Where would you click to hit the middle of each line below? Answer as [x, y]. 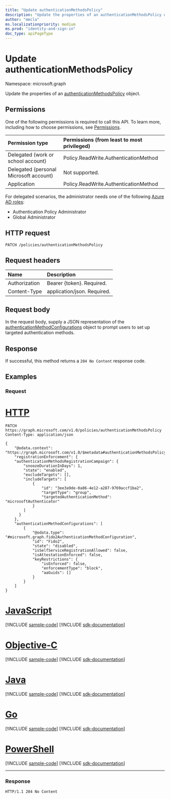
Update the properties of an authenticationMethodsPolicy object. [73, 93]
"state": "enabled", [45, 470]
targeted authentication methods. [40, 333]
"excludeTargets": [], [47, 475]
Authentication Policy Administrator [49, 212]
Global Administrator [34, 217]
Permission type [28, 143]
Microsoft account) [31, 175]
